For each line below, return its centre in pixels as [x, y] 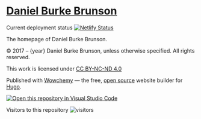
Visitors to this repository [37, 109]
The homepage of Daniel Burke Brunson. [57, 39]
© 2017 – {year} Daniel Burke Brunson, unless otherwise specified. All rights [100, 51]
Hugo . [14, 86]
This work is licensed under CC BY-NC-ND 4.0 [64, 68]
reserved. [18, 57]
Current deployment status [40, 28]
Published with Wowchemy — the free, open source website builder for [94, 80]
